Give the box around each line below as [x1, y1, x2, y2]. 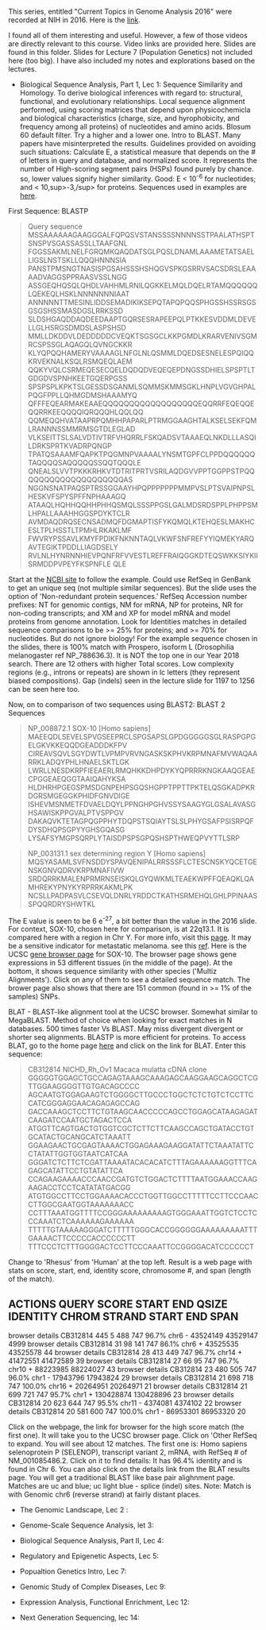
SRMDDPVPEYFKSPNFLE [27, 559, 111, 569]
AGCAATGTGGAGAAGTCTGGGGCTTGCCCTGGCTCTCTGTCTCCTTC [27, 1090, 254, 1099]
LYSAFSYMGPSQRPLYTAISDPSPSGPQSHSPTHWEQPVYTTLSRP [27, 833, 241, 843]
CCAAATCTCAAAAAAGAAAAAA [27, 1217, 135, 1226]
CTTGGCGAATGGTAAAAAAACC [27, 1199, 135, 1210]
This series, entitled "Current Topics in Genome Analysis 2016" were [8, 7, 233, 16]
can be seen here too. [8, 684, 80, 693]
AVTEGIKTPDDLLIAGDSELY [27, 542, 119, 551]
